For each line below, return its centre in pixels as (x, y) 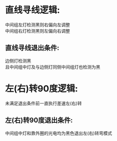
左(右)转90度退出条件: (39, 121)
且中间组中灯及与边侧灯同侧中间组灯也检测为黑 (53, 67)
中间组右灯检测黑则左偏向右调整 (38, 31)
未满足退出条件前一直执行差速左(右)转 (44, 103)
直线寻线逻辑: (33, 10)
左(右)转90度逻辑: (41, 88)
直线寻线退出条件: (32, 48)
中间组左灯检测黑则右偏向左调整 (38, 25)
